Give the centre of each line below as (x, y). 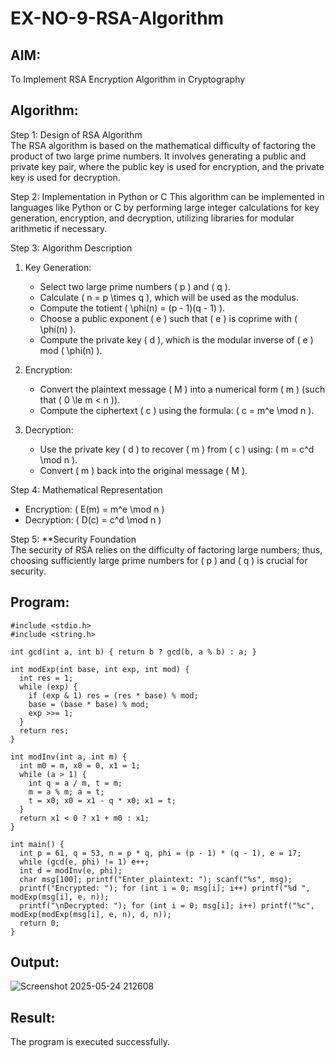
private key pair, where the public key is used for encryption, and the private (167, 166)
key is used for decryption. (65, 177)
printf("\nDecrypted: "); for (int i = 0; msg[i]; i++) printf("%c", (167, 905)
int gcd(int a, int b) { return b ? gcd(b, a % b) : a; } (133, 652)
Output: (35, 962)
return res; (44, 730)
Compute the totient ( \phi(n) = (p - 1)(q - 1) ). (132, 308)
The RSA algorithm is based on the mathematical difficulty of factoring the (163, 145)
